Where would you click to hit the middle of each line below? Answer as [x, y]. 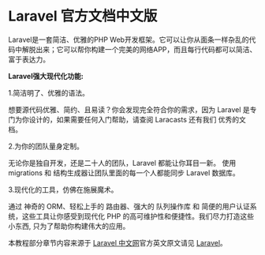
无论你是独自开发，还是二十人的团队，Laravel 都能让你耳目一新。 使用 [122, 163]
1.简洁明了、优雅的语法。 [49, 92]
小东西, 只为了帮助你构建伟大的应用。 [69, 226]
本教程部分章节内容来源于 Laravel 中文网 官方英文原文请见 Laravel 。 [118, 242]
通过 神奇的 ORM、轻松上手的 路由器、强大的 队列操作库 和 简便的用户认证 [129, 206]
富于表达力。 [29, 59]
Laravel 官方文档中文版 [83, 16]
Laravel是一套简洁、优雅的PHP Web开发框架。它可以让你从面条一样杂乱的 [129, 39]
